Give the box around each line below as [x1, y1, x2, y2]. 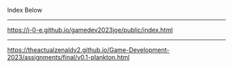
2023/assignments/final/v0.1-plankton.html [7, 53, 130, 61]
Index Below [7, 6, 43, 14]
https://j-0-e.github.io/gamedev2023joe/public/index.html [7, 26, 173, 34]
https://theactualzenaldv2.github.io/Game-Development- [7, 46, 170, 54]
